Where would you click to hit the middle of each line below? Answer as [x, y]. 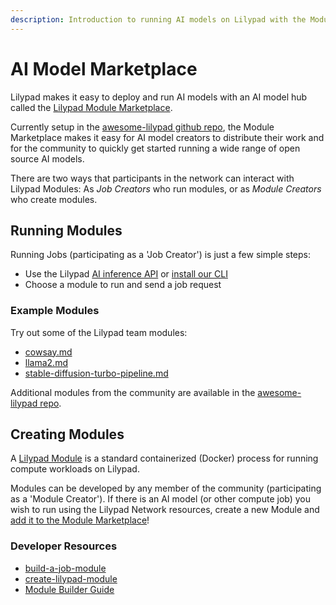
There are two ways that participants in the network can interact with [152, 178]
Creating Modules [67, 434]
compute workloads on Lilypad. [75, 469]
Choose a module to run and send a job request [123, 285]
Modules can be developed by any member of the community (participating [166, 488]
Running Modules [66, 230]
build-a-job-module [65, 568]
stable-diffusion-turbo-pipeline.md [96, 373]
